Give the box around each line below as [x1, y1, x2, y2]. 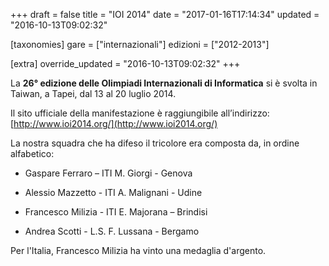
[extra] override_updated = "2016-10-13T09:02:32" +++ [10, 58, 241, 69]
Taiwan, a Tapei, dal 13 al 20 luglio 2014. [10, 88, 177, 99]
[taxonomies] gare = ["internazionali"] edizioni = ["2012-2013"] [10, 39, 270, 50]
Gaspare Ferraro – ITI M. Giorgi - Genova [24, 167, 193, 179]
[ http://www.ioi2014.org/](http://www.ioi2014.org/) [10, 118, 218, 129]
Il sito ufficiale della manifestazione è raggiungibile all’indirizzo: [10, 107, 270, 119]
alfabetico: [10, 148, 55, 159]
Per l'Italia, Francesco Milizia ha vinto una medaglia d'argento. [10, 245, 267, 256]
